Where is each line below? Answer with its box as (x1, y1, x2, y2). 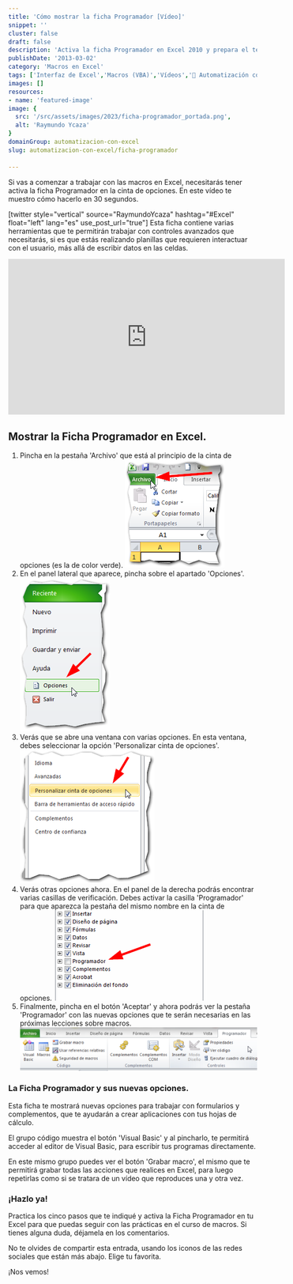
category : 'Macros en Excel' (8, 63, 104, 71)
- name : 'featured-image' (8, 96, 93, 104)
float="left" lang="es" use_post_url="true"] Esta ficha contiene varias (8, 217, 235, 227)
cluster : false (8, 29, 58, 37)
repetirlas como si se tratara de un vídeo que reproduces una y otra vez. (8, 1173, 243, 1183)
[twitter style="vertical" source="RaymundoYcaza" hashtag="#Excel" (8, 210, 235, 219)
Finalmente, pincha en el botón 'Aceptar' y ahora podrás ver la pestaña (19, 1002, 251, 1011)
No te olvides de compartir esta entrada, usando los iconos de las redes (8, 1244, 242, 1253)
